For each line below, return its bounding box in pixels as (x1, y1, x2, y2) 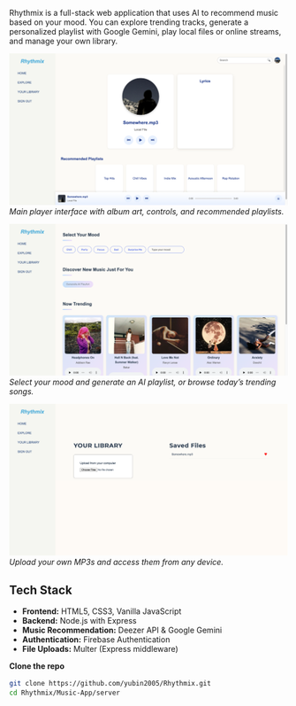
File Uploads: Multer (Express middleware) (21, 644, 178, 655)
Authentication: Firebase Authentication (21, 634, 171, 645)
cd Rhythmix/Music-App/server (9, 688, 121, 698)
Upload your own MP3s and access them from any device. (9, 557, 224, 568)
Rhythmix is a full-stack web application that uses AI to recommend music (9, 8, 279, 18)
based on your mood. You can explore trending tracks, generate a (9, 17, 249, 27)
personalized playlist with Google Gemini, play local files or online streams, (9, 27, 282, 36)
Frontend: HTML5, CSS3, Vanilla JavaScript (21, 606, 182, 617)
